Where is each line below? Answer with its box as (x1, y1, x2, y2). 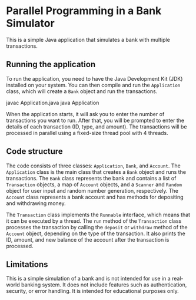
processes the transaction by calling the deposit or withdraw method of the (6, 223, 188, 230)
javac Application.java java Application (6, 99, 99, 106)
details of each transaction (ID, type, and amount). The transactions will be (6, 123, 187, 130)
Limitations (6, 259, 48, 269)
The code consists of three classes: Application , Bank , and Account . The (6, 162, 181, 169)
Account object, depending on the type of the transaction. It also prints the (6, 230, 185, 237)
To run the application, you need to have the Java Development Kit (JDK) (6, 75, 183, 82)
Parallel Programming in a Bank (6, 4, 162, 18)
